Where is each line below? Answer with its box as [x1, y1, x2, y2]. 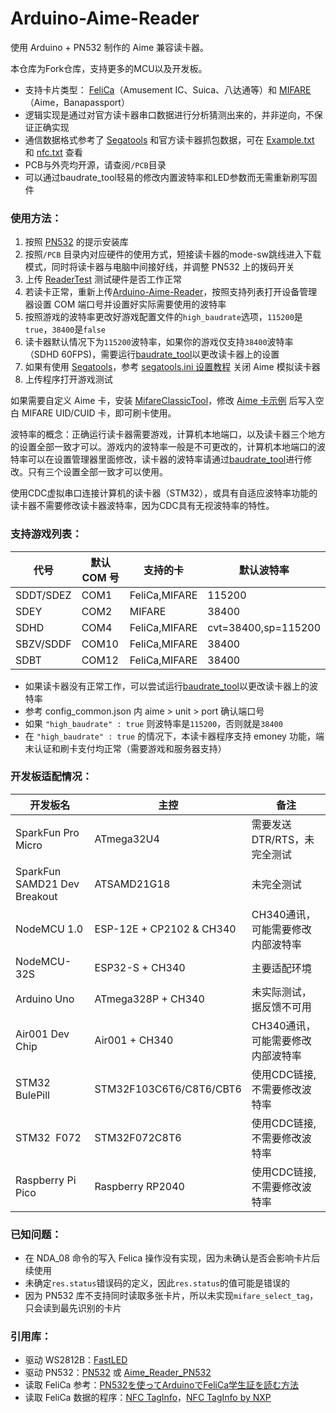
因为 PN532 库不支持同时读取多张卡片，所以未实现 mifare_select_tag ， [24, 1290, 319, 1302]
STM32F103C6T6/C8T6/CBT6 [94, 1082, 242, 1096]
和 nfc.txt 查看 [24, 146, 83, 158]
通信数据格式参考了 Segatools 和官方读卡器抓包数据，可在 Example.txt [24, 133, 315, 146]
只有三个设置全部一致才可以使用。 [27, 466, 168, 478]
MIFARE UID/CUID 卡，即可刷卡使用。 [21, 407, 177, 419]
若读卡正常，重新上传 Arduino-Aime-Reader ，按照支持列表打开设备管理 [24, 286, 318, 298]
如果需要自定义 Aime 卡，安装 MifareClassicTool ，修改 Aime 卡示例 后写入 [10, 395, 316, 407]
